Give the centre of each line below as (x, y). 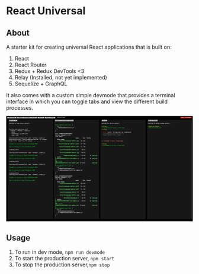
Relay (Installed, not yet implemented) (61, 77)
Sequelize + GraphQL (41, 84)
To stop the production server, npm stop (62, 265)
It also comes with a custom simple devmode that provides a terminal (91, 95)
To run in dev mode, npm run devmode (60, 252)
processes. (20, 108)
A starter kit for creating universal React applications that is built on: (89, 47)
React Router (31, 65)
